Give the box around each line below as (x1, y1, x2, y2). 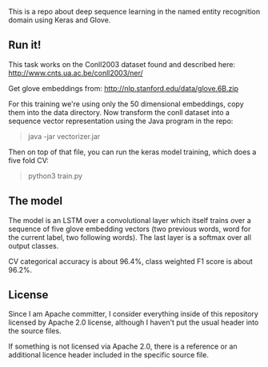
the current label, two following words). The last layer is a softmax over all (8, 232, 252, 242)
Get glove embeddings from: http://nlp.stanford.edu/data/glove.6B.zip (8, 83, 238, 93)
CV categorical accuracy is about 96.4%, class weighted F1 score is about (8, 256, 254, 266)
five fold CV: (8, 155, 50, 165)
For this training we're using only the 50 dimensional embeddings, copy (8, 99, 244, 109)
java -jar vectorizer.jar (27, 131, 101, 141)
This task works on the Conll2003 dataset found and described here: (8, 59, 236, 69)
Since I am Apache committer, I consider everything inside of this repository (8, 309, 258, 319)
